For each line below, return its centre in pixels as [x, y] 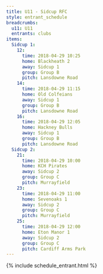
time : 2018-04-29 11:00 [51, 193]
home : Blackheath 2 [46, 61]
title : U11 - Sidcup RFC [37, 12]
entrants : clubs [31, 34]
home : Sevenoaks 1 [44, 199]
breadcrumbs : [22, 23]
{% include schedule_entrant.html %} [52, 266]
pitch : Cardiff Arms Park [54, 249]
